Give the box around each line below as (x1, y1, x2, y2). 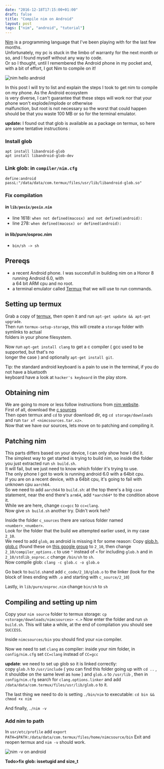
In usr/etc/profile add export (5, 729, 67, 735)
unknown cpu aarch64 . (5, 482, 51, 487)
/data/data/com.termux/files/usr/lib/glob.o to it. (5, 682, 108, 688)
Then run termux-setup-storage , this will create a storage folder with (5, 324, 144, 329)
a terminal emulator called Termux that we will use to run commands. (12, 285, 153, 291)
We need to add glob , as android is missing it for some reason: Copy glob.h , (5, 538, 159, 544)
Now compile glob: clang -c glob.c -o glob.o (5, 559, 100, 566)
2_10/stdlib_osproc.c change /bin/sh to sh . (5, 554, 95, 560)
